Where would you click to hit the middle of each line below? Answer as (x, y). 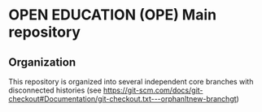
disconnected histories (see (55, 90)
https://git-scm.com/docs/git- (153, 90)
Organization (42, 62)
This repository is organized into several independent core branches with (131, 82)
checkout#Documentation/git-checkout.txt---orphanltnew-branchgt (123, 99)
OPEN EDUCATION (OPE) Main (113, 15)
